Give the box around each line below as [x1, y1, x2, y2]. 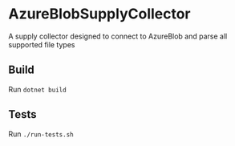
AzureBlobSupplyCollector [8, 5, 191, 23]
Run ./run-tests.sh [8, 129, 74, 139]
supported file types [8, 39, 75, 49]
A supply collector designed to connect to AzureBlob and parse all [8, 31, 228, 41]
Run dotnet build [8, 84, 67, 94]
